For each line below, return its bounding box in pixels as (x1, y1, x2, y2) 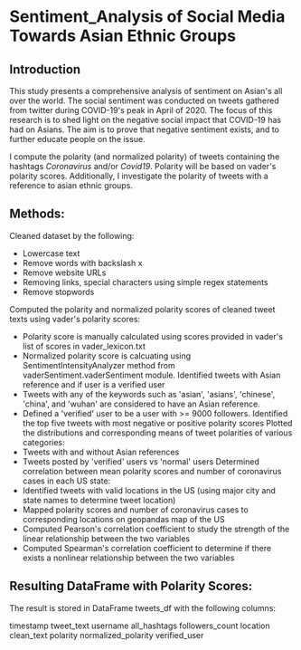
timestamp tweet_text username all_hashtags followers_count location (9, 620, 270, 631)
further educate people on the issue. (9, 134, 146, 144)
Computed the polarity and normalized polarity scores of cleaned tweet (9, 303, 276, 314)
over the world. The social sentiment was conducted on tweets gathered (9, 95, 280, 106)
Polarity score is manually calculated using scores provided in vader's (22, 330, 283, 341)
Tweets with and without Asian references (22, 446, 180, 457)
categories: (22, 436, 65, 447)
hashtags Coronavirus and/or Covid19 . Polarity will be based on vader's (9, 161, 277, 171)
